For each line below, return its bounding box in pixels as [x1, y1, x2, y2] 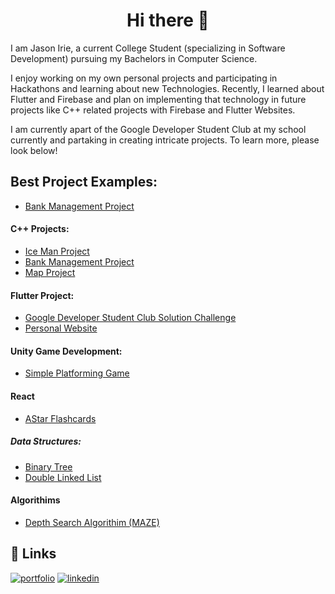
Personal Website [24, 322, 98, 334]
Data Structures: [10, 435, 82, 448]
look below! [10, 144, 58, 156]
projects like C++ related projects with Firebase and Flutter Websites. [10, 104, 296, 116]
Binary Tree [24, 460, 73, 473]
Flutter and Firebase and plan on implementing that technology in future [10, 93, 307, 105]
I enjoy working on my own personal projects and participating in [10, 72, 278, 84]
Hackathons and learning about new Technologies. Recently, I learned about [10, 82, 325, 94]
